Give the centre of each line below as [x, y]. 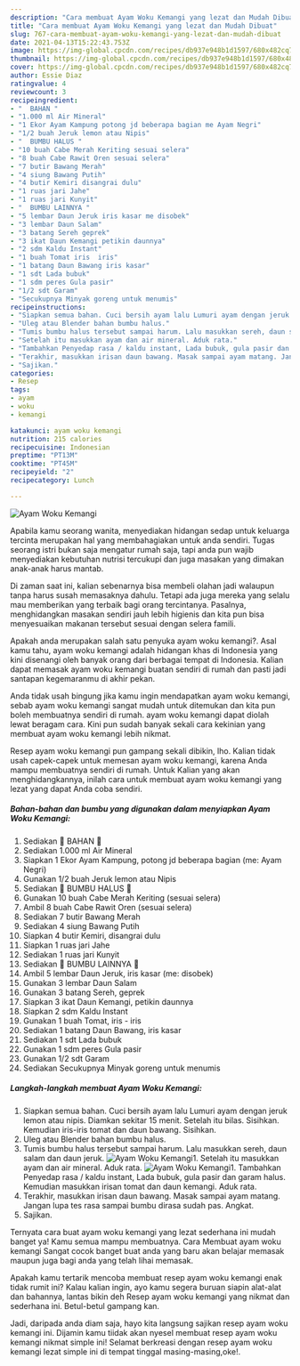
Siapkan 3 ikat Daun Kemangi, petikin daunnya [108, 1001]
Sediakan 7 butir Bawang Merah [81, 917]
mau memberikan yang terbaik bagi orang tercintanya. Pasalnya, [128, 604]
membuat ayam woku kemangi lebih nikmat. [91, 733]
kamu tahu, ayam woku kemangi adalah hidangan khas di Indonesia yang [144, 650]
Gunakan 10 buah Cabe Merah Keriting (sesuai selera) [122, 897]
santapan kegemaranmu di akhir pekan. [83, 678]
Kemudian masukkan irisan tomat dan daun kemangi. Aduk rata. [140, 1186]
